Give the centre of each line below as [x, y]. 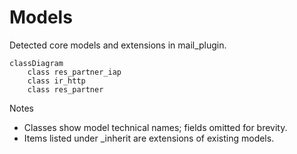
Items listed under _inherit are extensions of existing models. [149, 138]
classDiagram [36, 63]
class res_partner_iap [74, 72]
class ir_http [56, 81]
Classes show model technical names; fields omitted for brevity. [155, 127]
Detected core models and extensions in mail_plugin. [118, 45]
